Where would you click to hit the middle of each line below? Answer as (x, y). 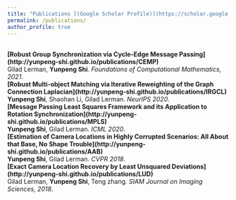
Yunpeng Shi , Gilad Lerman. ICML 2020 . (66, 129)
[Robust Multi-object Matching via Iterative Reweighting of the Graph (111, 85)
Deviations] (189, 167)
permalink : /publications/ (47, 20)
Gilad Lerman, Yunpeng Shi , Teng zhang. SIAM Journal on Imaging (105, 182)
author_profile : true (39, 27)
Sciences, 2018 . (30, 189)
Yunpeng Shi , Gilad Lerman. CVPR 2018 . (66, 159)
